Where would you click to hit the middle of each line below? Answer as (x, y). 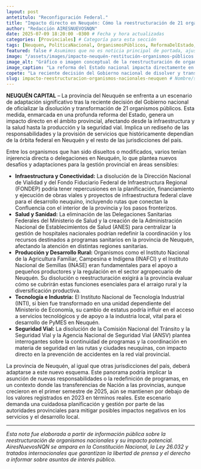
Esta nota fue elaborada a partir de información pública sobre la (86, 434)
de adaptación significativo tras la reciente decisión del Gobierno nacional (98, 102)
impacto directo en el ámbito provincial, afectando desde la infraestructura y (100, 121)
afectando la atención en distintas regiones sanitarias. (81, 246)
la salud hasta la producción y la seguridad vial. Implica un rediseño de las (98, 128)
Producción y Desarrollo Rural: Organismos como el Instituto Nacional (102, 253)
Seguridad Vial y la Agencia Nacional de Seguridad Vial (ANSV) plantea (103, 335)
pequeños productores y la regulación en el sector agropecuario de (98, 272)
